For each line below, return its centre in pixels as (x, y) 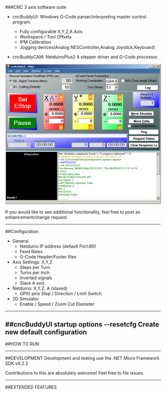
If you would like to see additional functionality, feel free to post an (73, 212)
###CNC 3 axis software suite (36, 7)
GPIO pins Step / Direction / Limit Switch (61, 294)
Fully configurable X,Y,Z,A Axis (51, 31)
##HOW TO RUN (22, 344)
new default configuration (46, 332)
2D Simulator (25, 299)
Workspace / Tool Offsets (45, 37)
